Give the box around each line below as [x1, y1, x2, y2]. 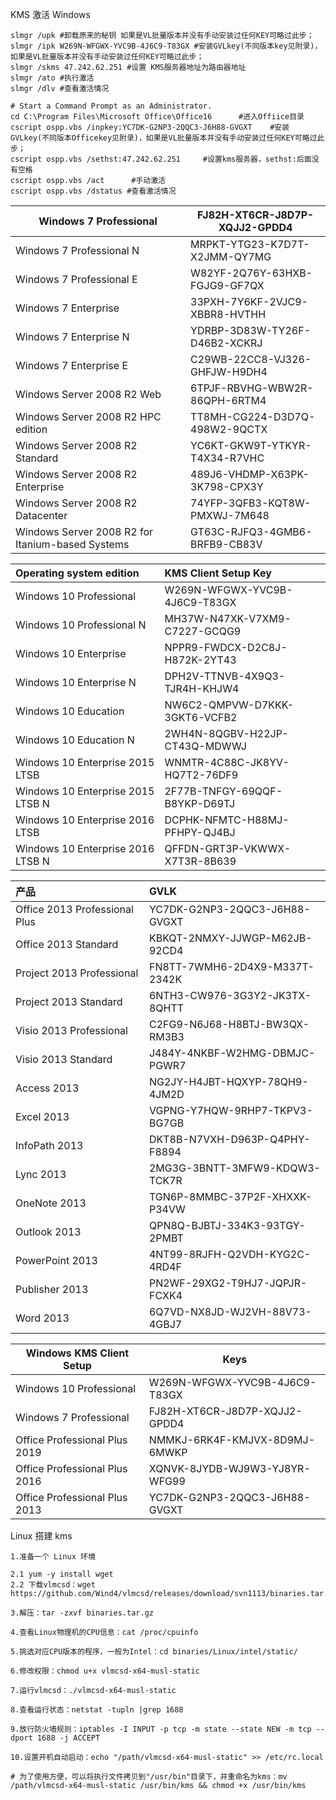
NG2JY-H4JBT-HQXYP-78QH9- [148, 1075, 309, 1088]
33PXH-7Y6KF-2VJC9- [190, 295, 308, 308]
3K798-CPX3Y [190, 480, 264, 493]
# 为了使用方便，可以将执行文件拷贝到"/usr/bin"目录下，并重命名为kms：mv [10, 1772, 288, 1782]
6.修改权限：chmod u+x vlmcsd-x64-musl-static [10, 1666, 200, 1676]
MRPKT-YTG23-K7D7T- [190, 238, 310, 251]
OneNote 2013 [15, 1196, 87, 1210]
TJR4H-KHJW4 [164, 682, 240, 695]
